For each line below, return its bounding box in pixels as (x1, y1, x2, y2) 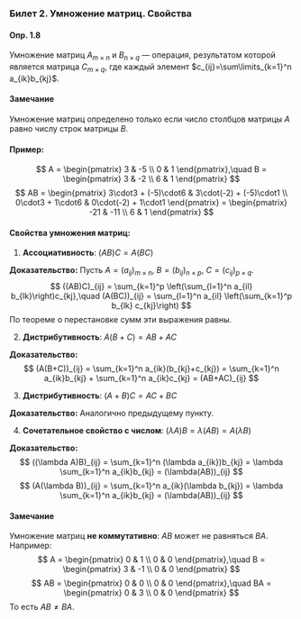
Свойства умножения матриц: (9, 227, 131, 238)
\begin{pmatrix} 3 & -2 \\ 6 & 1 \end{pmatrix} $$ (62, 174, 241, 185)
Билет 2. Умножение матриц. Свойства (9, 7, 192, 20)
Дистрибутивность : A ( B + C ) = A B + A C (22, 332, 178, 342)
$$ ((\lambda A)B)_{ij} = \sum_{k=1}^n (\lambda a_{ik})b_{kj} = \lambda (19, 457, 284, 468)
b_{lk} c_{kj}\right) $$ (111, 300, 192, 311)
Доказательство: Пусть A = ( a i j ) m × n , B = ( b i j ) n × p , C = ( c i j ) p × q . (9, 265, 254, 278)
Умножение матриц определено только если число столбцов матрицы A (9, 114, 290, 124)
